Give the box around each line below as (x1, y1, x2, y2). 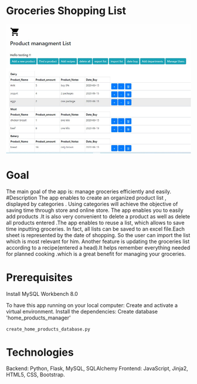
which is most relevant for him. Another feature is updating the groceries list (6, 238, 190, 245)
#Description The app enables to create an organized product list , (6, 194, 167, 201)
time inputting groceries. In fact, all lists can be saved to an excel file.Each (6, 225, 185, 233)
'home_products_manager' (6, 314, 72, 321)
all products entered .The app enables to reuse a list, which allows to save (6, 219, 185, 226)
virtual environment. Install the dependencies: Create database (6, 308, 158, 315)
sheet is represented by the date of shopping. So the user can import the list (6, 231, 191, 238)
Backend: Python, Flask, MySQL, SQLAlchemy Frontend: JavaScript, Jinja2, (6, 365, 189, 372)
